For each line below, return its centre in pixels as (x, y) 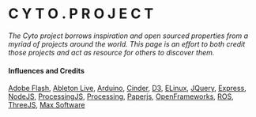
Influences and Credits (47, 70)
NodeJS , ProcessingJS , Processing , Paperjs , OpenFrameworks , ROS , (121, 96)
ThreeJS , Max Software (47, 105)
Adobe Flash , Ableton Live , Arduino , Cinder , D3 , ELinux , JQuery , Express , (127, 89)
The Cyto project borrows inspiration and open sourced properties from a (128, 36)
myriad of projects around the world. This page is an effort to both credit (127, 43)
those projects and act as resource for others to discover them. (111, 52)
